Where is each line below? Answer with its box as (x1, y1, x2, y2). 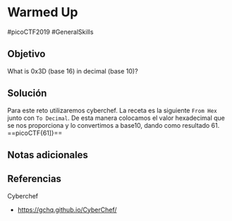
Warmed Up (7, 4, 78, 20)
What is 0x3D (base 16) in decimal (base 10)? (7, 66, 139, 75)
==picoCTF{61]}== (7, 129, 63, 137)
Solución (7, 88, 47, 100)
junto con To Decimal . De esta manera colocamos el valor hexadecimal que (7, 114, 226, 122)
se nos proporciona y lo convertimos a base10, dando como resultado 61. (7, 121, 220, 129)
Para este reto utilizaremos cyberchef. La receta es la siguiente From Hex (7, 106, 217, 114)
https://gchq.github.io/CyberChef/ (17, 205, 118, 214)
